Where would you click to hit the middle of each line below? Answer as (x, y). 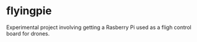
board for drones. (28, 33)
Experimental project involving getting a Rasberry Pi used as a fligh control (99, 27)
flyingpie (29, 11)
